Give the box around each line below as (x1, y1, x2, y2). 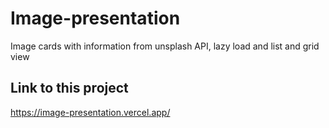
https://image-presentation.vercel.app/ (10, 106, 171, 118)
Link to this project (10, 80, 129, 97)
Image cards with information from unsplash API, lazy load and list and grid (10, 40, 320, 52)
